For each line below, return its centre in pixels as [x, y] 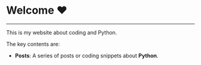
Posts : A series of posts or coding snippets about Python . [86, 55]
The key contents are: [33, 44]
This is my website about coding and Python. [62, 32]
